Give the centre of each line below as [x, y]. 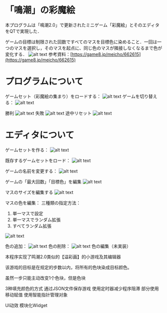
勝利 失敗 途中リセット [49, 113]
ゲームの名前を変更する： [31, 171]
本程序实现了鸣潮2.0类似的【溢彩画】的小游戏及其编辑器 [63, 257]
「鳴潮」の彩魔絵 [40, 10]
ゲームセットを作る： [27, 150]
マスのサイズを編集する [29, 192]
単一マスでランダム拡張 [36, 219]
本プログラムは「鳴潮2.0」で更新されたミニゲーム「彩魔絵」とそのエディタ [82, 25]
